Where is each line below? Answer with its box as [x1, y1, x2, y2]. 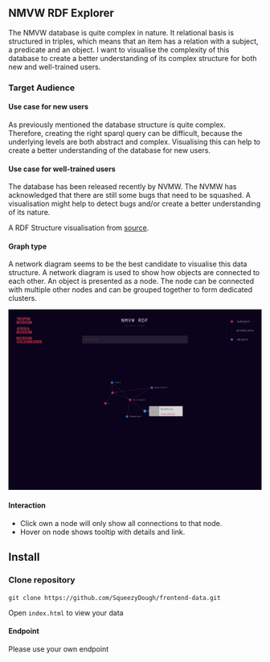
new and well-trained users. [8, 62, 101, 72]
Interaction [8, 500, 47, 510]
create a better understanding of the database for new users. [8, 145, 211, 155]
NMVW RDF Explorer [8, 6, 115, 20]
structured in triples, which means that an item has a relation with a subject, [8, 36, 259, 46]
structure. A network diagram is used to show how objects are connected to [8, 268, 260, 278]
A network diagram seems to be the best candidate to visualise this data [8, 259, 247, 269]
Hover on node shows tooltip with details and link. [19, 527, 186, 537]
